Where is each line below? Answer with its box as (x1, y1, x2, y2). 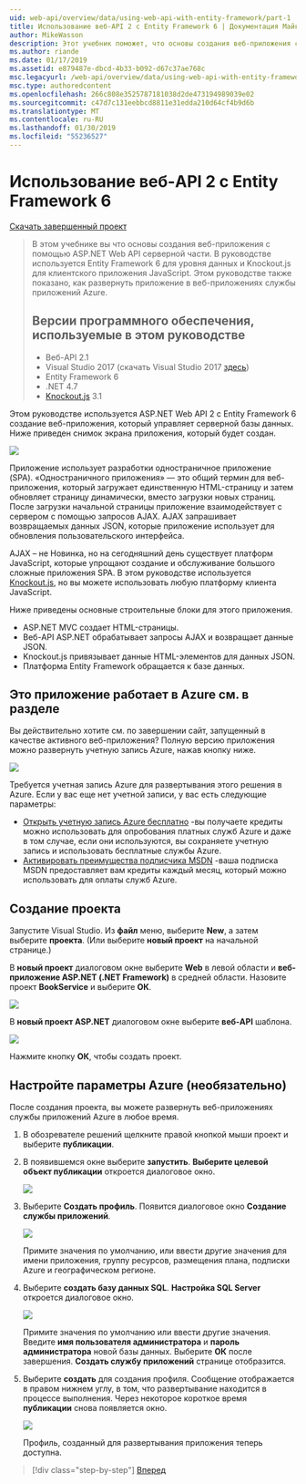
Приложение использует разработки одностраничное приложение (9, 462, 271, 473)
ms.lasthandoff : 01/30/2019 (9, 124, 117, 133)
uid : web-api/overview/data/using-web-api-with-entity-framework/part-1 (9, 13, 291, 23)
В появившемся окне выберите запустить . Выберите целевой (22, 1157, 269, 1168)
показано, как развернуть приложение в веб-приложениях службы (31, 277, 296, 288)
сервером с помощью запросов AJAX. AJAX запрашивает (9, 510, 237, 521)
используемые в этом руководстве (31, 327, 246, 343)
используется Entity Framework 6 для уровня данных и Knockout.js (31, 257, 291, 269)
